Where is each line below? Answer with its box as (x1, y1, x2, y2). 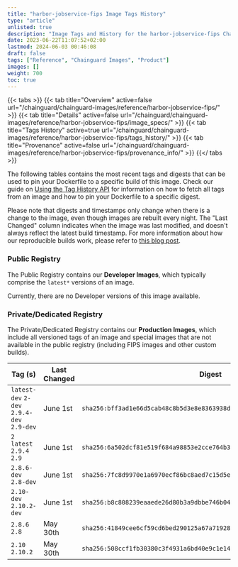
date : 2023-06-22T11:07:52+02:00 (7, 37, 106, 44)
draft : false (7, 50, 46, 57)
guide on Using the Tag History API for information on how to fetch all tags (7, 185, 225, 194)
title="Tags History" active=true (7, 126, 101, 135)
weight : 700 (7, 70, 42, 77)
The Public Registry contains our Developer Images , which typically (7, 270, 207, 279)
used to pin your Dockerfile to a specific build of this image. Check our (7, 177, 214, 186)
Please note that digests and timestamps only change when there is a (7, 207, 210, 215)
